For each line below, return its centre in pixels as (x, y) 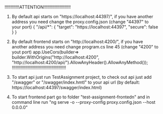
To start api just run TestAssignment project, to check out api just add (81, 77)
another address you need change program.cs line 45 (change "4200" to (85, 47)
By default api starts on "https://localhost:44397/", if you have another (82, 16)
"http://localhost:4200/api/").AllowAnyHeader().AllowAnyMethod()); (80, 62)
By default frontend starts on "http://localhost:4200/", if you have (77, 42)
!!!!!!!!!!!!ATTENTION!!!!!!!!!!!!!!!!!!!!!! (38, 7)
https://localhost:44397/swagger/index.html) (57, 87)
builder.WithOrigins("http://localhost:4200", (55, 57)
